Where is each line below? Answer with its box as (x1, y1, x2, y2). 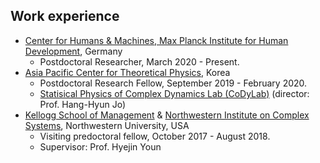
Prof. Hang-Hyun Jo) (39, 98, 127, 110)
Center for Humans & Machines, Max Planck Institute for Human (24, 34, 289, 46)
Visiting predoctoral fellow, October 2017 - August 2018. (39, 130, 271, 142)
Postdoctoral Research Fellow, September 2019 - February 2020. (39, 77, 308, 89)
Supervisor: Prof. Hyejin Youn (39, 140, 162, 153)
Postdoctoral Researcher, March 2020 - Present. (39, 55, 240, 68)
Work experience (10, 8, 120, 25)
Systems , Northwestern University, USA (24, 119, 190, 131)
